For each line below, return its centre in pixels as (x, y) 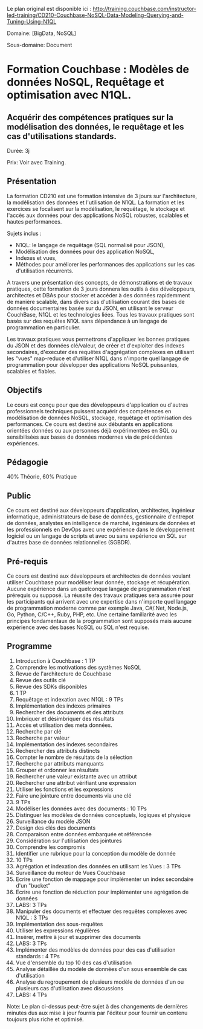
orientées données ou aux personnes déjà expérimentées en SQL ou (92, 430)
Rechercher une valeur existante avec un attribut (76, 776)
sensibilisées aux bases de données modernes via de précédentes (90, 437)
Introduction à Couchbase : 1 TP (55, 660)
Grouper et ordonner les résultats (57, 770)
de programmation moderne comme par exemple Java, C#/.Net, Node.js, (98, 608)
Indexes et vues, (36, 258)
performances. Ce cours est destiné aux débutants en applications (90, 424)
